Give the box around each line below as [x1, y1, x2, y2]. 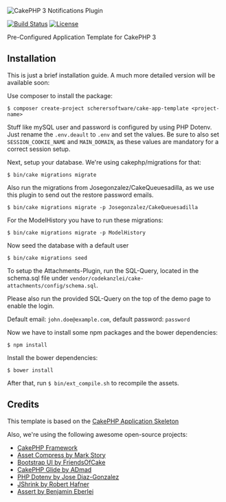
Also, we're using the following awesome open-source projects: [7, 430, 188, 438]
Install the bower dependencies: [7, 353, 98, 361]
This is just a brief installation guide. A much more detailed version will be [7, 71, 216, 79]
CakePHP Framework [16, 443, 78, 452]
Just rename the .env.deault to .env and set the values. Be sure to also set [7, 130, 220, 139]
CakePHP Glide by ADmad [16, 465, 92, 473]
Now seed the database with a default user [7, 241, 129, 250]
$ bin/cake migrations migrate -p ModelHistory [7, 229, 146, 236]
